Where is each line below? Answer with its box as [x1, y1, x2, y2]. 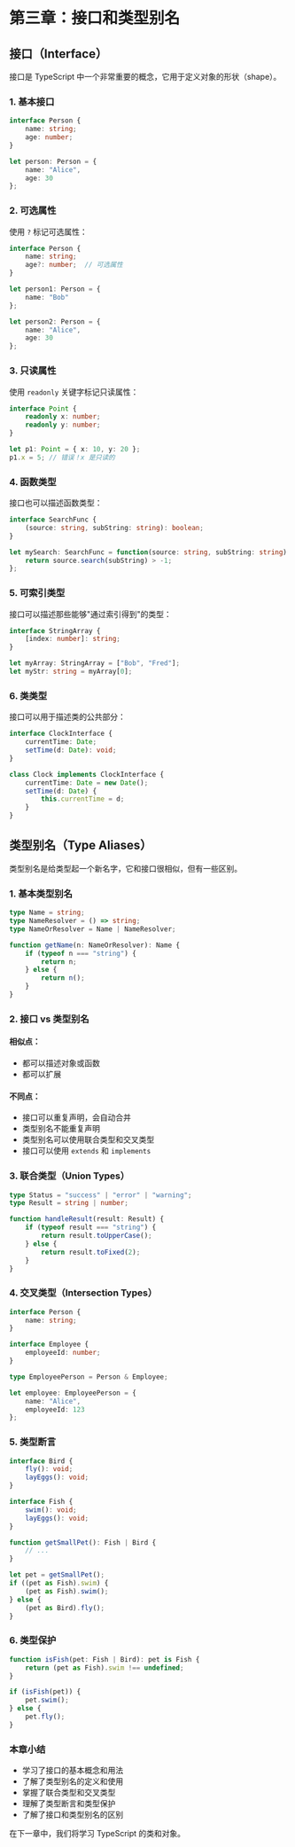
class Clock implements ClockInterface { [9, 770, 165, 779]
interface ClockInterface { [9, 729, 113, 739]
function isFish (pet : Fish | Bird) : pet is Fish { [9, 1655, 200, 1663]
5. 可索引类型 [9, 587, 66, 599]
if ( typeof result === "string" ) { [25, 1223, 157, 1233]
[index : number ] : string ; [25, 635, 121, 644]
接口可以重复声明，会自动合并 [21, 1112, 131, 1123]
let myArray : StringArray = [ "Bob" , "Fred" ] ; [9, 659, 180, 668]
